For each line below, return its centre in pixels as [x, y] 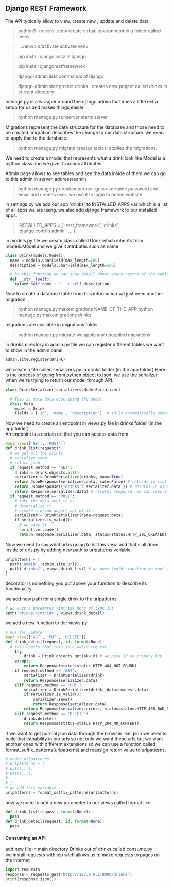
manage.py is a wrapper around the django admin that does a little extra [82, 101]
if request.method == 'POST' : [42, 496]
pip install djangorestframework [51, 66]
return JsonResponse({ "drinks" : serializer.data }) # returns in [86, 487]
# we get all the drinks [37, 453]
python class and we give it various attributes [54, 163]
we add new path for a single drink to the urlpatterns [61, 599]
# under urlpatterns [28, 759]
